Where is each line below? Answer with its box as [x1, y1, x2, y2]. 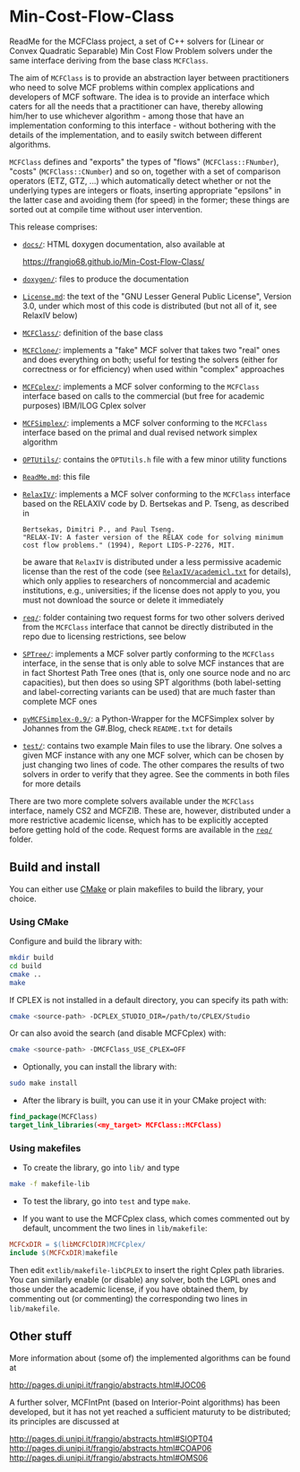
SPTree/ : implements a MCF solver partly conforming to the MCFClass [21, 648, 275, 659]
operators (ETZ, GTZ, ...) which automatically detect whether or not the [9, 175, 271, 186]
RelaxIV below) [21, 309, 78, 320]
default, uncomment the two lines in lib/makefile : [21, 1223, 208, 1234]
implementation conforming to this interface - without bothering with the [9, 119, 276, 131]
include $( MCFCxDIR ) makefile [9, 1248, 118, 1257]
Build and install [9, 860, 100, 875]
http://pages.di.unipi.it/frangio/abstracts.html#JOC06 [9, 1379, 207, 1390]
